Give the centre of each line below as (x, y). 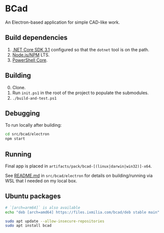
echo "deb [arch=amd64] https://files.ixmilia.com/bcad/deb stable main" (82, 212)
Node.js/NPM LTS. (31, 55)
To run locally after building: (33, 125)
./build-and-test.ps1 (34, 98)
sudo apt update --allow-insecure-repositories (55, 221)
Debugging (23, 113)
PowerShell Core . (30, 60)
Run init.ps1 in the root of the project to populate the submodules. (81, 93)
